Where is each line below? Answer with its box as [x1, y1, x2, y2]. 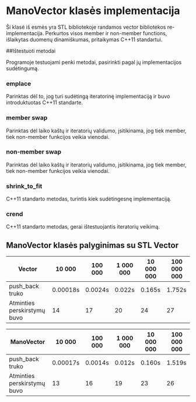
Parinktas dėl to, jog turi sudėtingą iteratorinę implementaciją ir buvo [6, 93, 170, 100]
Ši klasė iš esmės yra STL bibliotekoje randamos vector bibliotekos [6, 23, 166, 30]
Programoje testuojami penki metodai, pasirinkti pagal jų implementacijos [6, 59, 182, 66]
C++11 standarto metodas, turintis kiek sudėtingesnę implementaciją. [6, 195, 171, 203]
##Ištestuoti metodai [6, 47, 56, 54]
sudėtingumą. [6, 64, 39, 71]
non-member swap [6, 148, 62, 156]
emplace [6, 79, 32, 87]
